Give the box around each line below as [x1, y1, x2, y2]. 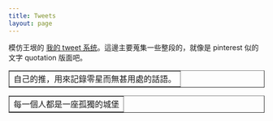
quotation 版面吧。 [24, 52, 88, 62]
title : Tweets [8, 11, 57, 20]
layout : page [8, 19, 53, 27]
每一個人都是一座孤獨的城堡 [13, 98, 120, 110]
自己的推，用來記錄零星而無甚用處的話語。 [13, 73, 177, 85]
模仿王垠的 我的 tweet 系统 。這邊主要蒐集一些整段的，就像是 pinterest [8, 42, 243, 52]
